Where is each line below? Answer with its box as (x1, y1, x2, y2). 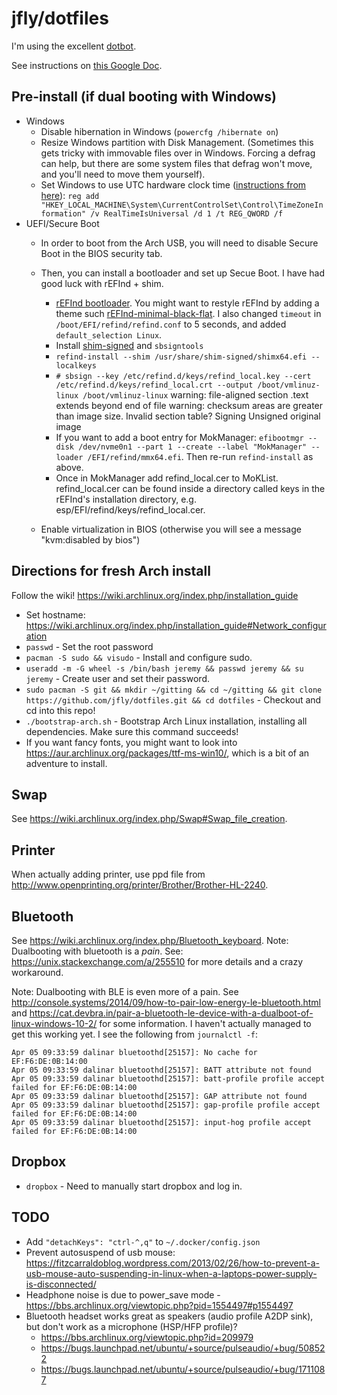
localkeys (55, 360, 97, 371)
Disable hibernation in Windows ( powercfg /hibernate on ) (40, 125, 279, 137)
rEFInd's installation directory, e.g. (55, 493, 197, 505)
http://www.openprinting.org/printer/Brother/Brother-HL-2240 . (11, 879, 269, 891)
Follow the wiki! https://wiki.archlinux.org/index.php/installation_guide (11, 589, 299, 601)
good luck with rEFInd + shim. (40, 277, 164, 289)
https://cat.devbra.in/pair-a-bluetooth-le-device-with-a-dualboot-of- (29, 1007, 314, 1019)
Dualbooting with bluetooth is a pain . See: (11, 945, 184, 957)
